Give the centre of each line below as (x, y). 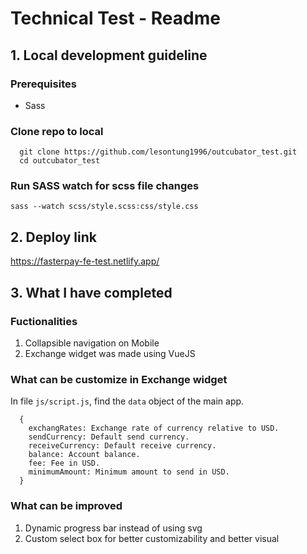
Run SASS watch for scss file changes (105, 186)
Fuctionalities (44, 321)
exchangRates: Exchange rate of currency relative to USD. (154, 428)
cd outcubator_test (60, 161)
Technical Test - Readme (115, 18)
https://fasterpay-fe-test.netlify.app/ (85, 261)
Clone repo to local (57, 131)
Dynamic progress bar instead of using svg (113, 528)
